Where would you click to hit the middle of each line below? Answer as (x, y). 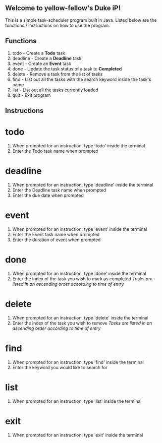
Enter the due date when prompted (48, 195)
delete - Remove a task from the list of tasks (57, 74)
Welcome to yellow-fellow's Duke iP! (63, 8)
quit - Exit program (31, 95)
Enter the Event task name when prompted (56, 234)
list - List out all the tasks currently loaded (55, 90)
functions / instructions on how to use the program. (57, 25)
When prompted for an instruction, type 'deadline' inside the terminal (83, 185)
